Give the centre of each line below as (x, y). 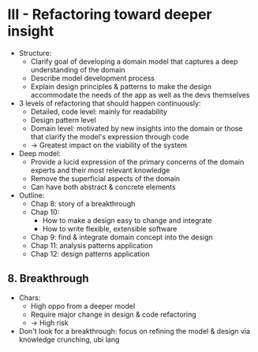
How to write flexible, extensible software (110, 228)
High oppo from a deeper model (83, 306)
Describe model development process (93, 78)
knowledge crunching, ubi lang (69, 339)
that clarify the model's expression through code (110, 136)
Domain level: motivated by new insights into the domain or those (136, 128)
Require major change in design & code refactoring (113, 314)
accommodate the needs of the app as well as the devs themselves (140, 94)
